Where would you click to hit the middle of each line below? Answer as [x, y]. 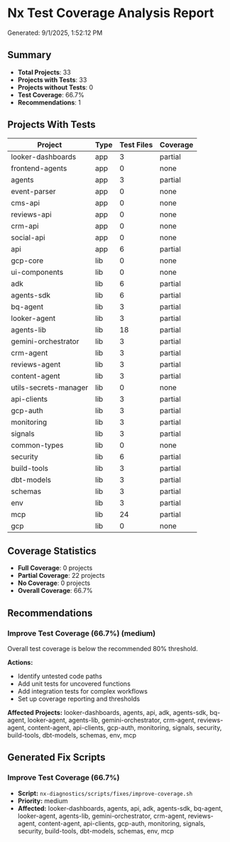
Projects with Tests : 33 [52, 80]
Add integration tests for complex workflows [82, 691]
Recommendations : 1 [49, 102]
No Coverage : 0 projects [54, 583]
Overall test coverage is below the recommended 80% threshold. [103, 649]
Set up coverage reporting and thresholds [79, 699]
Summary [29, 55]
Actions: [20, 662]
